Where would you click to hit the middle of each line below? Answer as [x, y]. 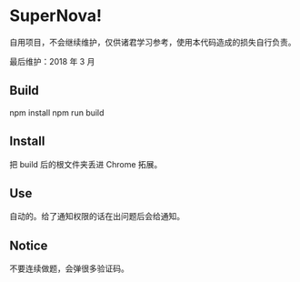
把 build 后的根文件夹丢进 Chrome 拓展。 [86, 164]
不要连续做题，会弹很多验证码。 [69, 268]
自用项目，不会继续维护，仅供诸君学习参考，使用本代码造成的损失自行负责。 [153, 42]
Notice [29, 245]
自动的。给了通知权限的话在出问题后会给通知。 [97, 217]
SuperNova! [56, 16]
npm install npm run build [57, 112]
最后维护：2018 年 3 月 [52, 61]
